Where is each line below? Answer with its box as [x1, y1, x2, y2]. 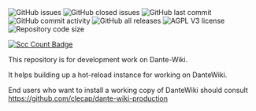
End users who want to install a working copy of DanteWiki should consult [8, 86, 248, 94]
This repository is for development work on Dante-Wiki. [8, 55, 188, 64]
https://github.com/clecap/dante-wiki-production [8, 94, 168, 103]
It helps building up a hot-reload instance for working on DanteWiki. [8, 70, 228, 80]
